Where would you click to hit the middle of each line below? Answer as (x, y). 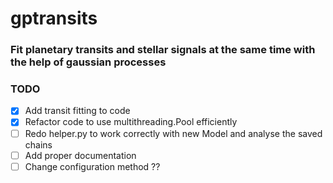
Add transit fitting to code (77, 111)
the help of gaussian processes (88, 62)
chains (38, 144)
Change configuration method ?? (92, 166)
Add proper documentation (80, 155)
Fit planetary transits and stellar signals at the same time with (163, 50)
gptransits (54, 18)
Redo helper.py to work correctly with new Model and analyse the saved (173, 133)
